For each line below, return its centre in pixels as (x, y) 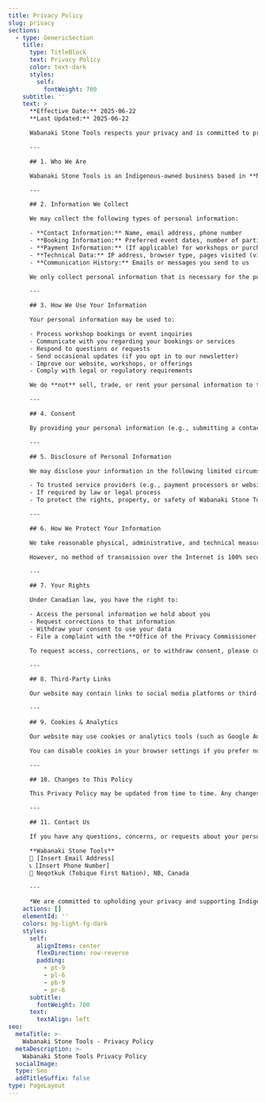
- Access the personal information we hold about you (120, 615)
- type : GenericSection (54, 38)
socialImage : (37, 1064)
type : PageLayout (37, 1086)
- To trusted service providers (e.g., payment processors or (134, 485)
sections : (25, 30)
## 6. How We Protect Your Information (95, 528)
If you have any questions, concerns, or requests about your (134, 837)
